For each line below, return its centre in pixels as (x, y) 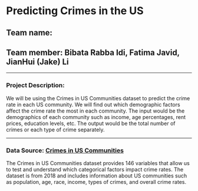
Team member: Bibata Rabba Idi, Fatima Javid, (93, 52)
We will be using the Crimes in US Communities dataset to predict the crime (98, 98)
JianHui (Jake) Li (37, 62)
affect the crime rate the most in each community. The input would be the (95, 111)
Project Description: (35, 85)
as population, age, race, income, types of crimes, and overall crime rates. (96, 182)
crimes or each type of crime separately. (55, 129)
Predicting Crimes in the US (75, 11)
